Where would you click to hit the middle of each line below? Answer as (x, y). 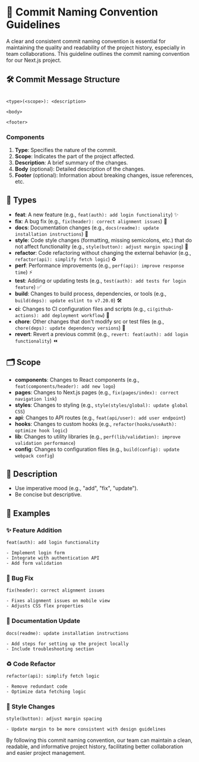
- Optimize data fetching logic (46, 692)
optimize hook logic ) (41, 430)
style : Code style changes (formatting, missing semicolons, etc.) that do (103, 240)
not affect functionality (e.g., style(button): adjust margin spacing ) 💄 (102, 246)
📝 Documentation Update (43, 621)
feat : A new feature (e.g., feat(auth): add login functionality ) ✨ (97, 214)
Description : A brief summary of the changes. (71, 163)
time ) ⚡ (23, 272)
